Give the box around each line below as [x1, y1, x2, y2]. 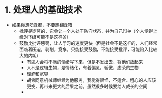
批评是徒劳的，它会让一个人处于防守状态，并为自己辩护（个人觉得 [19, 28, 153, 33]
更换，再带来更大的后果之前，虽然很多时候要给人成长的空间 [26, 83, 148, 89]
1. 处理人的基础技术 [4, 4, 82, 16]
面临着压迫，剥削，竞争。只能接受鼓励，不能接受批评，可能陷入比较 [19, 46, 158, 52]
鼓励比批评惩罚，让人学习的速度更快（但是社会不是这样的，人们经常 [19, 40, 158, 46]
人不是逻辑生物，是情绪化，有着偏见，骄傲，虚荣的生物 [26, 65, 139, 70]
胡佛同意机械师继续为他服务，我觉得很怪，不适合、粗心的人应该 [26, 77, 156, 83]
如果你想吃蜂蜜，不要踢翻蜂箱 [11, 22, 72, 28]
